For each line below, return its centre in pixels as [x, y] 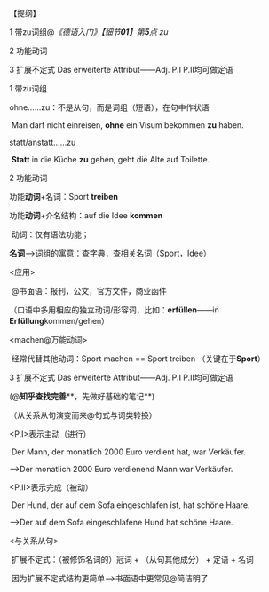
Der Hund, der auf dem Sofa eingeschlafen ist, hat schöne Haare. [131, 505]
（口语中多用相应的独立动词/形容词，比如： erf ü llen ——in [114, 310]
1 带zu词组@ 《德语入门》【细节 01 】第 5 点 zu [89, 32]
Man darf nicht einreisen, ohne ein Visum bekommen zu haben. [127, 125]
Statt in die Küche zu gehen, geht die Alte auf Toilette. [111, 159]
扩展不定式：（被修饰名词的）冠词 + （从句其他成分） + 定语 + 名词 [133, 559]
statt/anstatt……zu [43, 142]
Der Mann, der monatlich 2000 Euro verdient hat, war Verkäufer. [129, 452]
